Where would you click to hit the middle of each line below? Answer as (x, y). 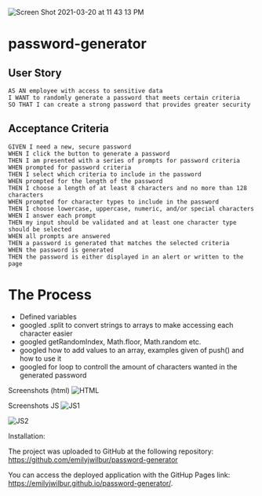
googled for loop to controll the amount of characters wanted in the (128, 366)
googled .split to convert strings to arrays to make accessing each (126, 325)
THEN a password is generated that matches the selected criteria (119, 243)
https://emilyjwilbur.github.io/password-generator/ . (91, 483)
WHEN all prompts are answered (59, 236)
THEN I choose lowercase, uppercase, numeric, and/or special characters (131, 208)
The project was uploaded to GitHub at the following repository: (111, 451)
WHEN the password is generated (61, 250)
